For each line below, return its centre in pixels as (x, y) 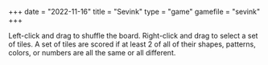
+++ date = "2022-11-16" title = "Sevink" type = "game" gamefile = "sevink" (134, 12)
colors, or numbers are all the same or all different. (92, 53)
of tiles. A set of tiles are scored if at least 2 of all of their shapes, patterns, (132, 44)
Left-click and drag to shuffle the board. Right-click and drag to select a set (133, 36)
